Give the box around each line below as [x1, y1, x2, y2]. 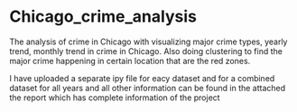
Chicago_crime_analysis [9, 6, 197, 27]
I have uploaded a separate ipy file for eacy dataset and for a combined [9, 72, 275, 83]
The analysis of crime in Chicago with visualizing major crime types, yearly [9, 36, 288, 47]
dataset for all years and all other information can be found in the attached [9, 82, 286, 93]
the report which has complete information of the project [9, 92, 220, 103]
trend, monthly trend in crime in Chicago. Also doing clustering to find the [9, 45, 283, 56]
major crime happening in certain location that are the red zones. [9, 55, 251, 66]
